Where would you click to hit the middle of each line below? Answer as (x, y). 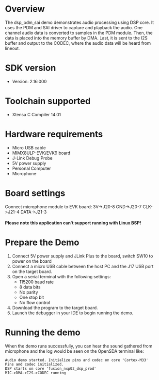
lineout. (13, 48)
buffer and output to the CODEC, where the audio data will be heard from (78, 43)
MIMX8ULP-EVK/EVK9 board (41, 153)
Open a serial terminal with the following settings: (61, 277)
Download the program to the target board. (55, 308)
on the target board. (32, 271)
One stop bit (32, 297)
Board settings (35, 193)
